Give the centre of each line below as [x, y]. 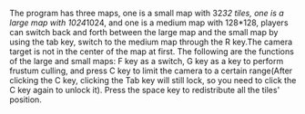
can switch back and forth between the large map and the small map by [144, 32]
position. [26, 100]
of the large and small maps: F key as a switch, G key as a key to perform [147, 61]
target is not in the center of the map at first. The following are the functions [152, 52]
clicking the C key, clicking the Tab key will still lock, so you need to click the [153, 80]
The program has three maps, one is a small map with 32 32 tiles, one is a [147, 13]
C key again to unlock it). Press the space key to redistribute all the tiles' [145, 90]
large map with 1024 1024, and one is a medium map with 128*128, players [149, 23]
